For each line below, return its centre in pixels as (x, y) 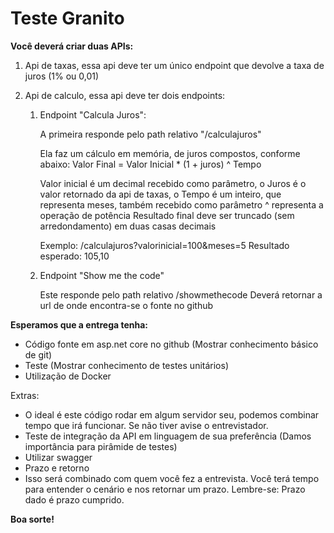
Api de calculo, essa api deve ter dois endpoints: (125, 95)
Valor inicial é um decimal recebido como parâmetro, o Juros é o (173, 183)
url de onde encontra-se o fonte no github (126, 305)
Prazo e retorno (57, 468)
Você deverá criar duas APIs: (72, 46)
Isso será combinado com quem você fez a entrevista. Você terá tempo (172, 478)
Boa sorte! (32, 519)
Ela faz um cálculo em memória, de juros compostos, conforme (170, 153)
